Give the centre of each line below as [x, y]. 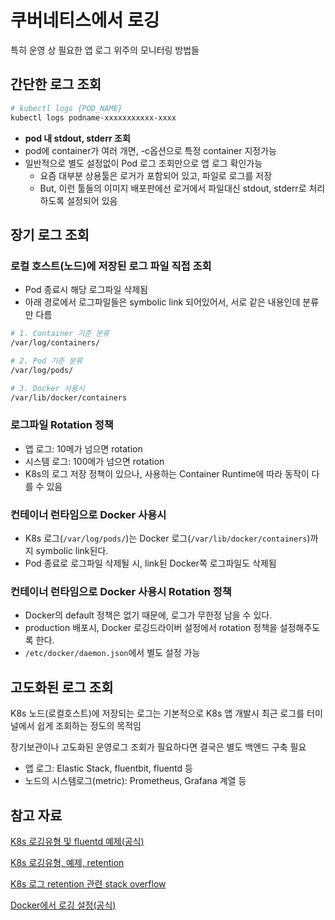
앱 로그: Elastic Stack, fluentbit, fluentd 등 [108, 768]
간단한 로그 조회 [56, 84]
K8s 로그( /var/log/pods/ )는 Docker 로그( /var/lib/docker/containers [166, 538]
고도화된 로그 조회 [62, 687]
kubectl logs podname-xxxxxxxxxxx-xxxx [93, 117]
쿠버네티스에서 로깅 [85, 20]
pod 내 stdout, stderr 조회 [77, 138]
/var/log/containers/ [55, 343]
